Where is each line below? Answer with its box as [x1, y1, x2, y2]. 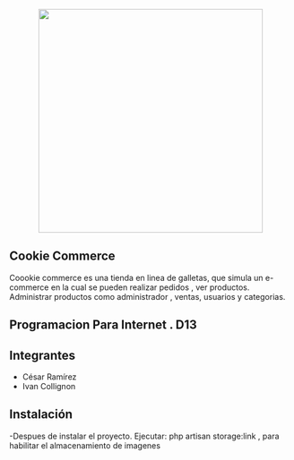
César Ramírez [22, 371, 77, 382]
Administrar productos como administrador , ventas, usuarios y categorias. [9, 291, 286, 302]
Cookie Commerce [9, 249, 116, 264]
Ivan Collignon [22, 381, 76, 392]
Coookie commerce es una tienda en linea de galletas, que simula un [9, 272, 264, 283]
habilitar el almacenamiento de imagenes [9, 439, 161, 451]
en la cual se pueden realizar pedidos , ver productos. [50, 282, 250, 293]
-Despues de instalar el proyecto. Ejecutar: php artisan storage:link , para [9, 430, 280, 441]
